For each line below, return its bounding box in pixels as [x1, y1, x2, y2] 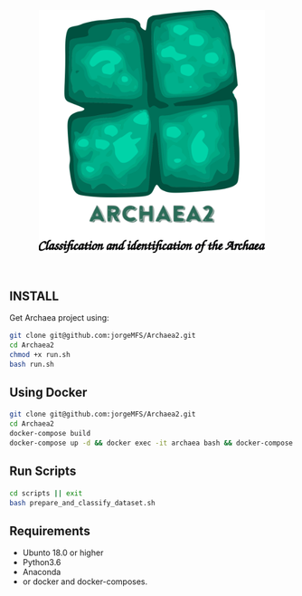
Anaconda [22, 567, 61, 578]
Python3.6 [22, 557, 61, 568]
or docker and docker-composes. [22, 576, 147, 587]
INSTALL [9, 288, 60, 303]
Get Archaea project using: [9, 312, 110, 323]
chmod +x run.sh [9, 350, 71, 359]
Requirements [9, 523, 90, 539]
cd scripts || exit [9, 488, 83, 498]
